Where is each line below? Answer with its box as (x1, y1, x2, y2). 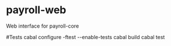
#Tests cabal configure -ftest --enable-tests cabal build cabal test (6, 33, 165, 40)
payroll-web (6, 3, 67, 17)
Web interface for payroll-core (6, 22, 79, 29)
